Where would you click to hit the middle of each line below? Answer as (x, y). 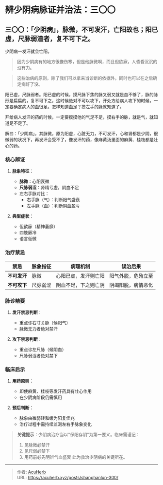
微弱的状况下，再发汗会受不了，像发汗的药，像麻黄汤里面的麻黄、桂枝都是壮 (81, 140)
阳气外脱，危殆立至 (131, 276)
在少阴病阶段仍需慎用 (41, 397)
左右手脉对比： (34, 194)
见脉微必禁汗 (37, 445)
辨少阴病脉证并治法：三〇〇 (60, 10)
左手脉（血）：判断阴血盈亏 (53, 206)
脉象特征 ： (23, 171)
